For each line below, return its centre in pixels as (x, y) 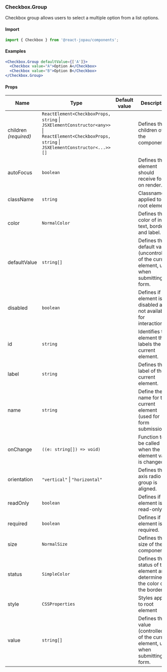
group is (148, 482)
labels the (150, 344)
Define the (150, 392)
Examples (16, 51)
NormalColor (56, 223)
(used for (149, 417)
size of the (151, 544)
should (146, 173)
